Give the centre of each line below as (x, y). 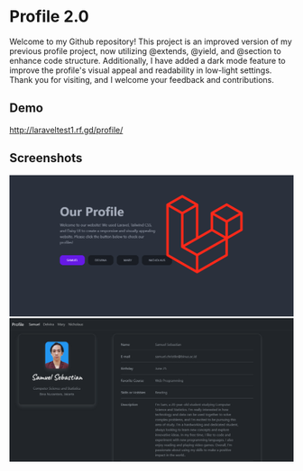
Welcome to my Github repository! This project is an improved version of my (151, 41)
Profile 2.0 (49, 17)
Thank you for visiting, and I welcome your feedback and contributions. (142, 79)
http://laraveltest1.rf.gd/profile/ (66, 130)
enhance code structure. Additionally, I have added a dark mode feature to (147, 60)
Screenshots (46, 158)
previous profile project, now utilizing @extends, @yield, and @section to (145, 50)
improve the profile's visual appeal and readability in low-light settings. (141, 70)
